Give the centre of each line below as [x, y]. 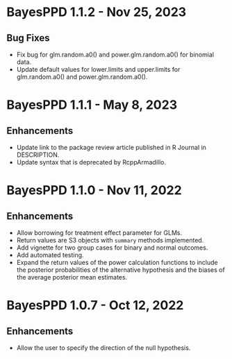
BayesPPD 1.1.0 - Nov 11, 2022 [94, 191]
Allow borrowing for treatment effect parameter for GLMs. [99, 233]
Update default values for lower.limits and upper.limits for [98, 69]
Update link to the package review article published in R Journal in [111, 147]
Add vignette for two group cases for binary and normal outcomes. [112, 247]
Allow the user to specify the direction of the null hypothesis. [103, 348]
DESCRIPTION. [38, 155]
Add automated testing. [50, 255]
